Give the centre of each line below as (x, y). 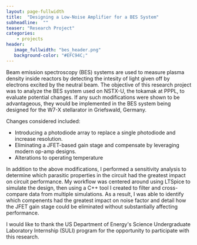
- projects (30, 39)
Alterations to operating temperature (59, 157)
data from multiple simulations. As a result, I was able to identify (106, 194)
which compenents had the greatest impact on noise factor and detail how (96, 200)
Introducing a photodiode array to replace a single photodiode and (95, 133)
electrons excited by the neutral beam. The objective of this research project (99, 85)
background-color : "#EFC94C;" (51, 55)
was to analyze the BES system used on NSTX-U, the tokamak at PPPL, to (96, 91)
